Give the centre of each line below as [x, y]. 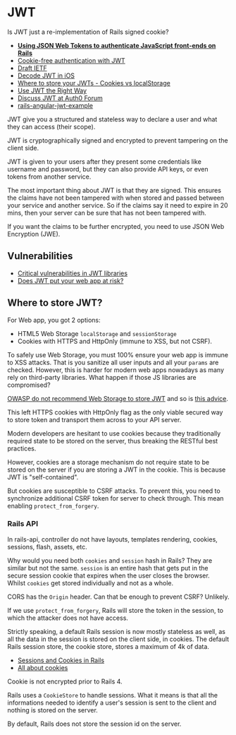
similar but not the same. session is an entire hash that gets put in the [108, 568]
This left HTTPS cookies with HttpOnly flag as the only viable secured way [115, 412]
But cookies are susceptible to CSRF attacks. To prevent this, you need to [114, 491]
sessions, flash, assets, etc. [48, 546]
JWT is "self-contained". [43, 477]
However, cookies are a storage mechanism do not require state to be [108, 462]
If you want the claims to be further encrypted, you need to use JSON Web [116, 226]
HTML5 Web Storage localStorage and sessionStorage [97, 333]
